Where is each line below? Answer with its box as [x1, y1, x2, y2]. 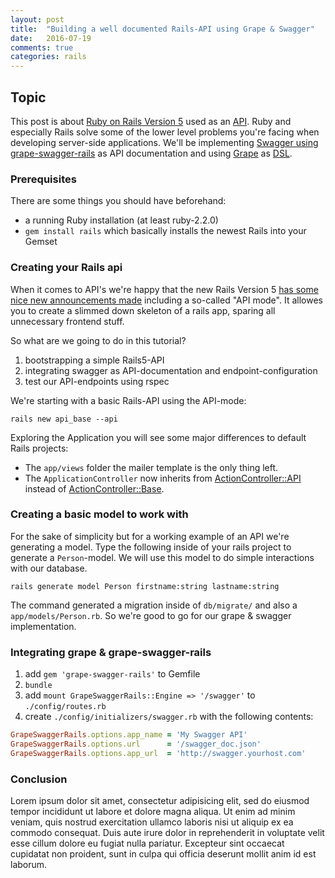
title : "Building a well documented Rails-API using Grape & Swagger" [10, 24, 315, 34]
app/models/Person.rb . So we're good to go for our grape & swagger [10, 609, 292, 621]
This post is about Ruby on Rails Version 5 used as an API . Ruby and [10, 115, 292, 127]
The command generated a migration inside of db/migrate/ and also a [10, 599, 298, 611]
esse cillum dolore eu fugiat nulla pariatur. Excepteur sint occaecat [10, 837, 285, 850]
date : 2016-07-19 [10, 33, 92, 43]
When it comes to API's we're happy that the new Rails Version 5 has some [10, 283, 319, 295]
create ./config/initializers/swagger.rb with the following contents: [24, 711, 314, 723]
